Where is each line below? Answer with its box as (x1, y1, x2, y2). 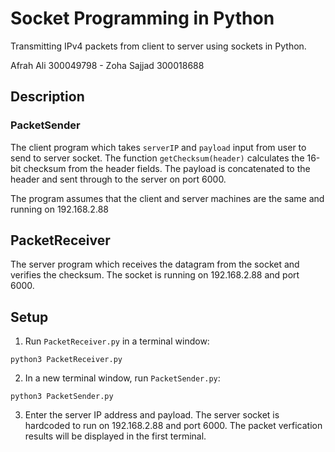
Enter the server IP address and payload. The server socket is (24, 409, 280, 421)
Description (10, 88, 85, 106)
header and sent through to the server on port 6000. (10, 173, 227, 185)
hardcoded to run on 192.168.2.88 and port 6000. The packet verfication (24, 420, 323, 432)
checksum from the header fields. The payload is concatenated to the (23, 162, 311, 174)
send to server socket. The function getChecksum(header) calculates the (10, 152, 305, 164)
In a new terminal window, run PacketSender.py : (24, 372, 221, 384)
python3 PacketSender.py (10, 392, 114, 402)
